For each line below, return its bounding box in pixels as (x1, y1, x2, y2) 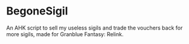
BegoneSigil (6, 4, 68, 18)
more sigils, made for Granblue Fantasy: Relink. (6, 30, 124, 37)
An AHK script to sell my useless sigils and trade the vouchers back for (6, 24, 183, 31)
